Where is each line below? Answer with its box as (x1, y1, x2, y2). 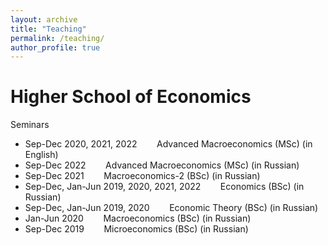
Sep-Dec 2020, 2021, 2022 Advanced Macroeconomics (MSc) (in (24, 138, 313, 150)
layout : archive (10, 14, 78, 25)
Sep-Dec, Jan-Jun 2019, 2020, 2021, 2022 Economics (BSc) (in (24, 181, 305, 193)
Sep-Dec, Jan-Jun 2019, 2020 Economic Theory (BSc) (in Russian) (24, 202, 319, 214)
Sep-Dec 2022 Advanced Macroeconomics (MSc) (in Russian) (24, 159, 300, 171)
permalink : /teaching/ (10, 33, 105, 43)
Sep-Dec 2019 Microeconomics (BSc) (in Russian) (24, 223, 249, 235)
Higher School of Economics (10, 86, 252, 108)
